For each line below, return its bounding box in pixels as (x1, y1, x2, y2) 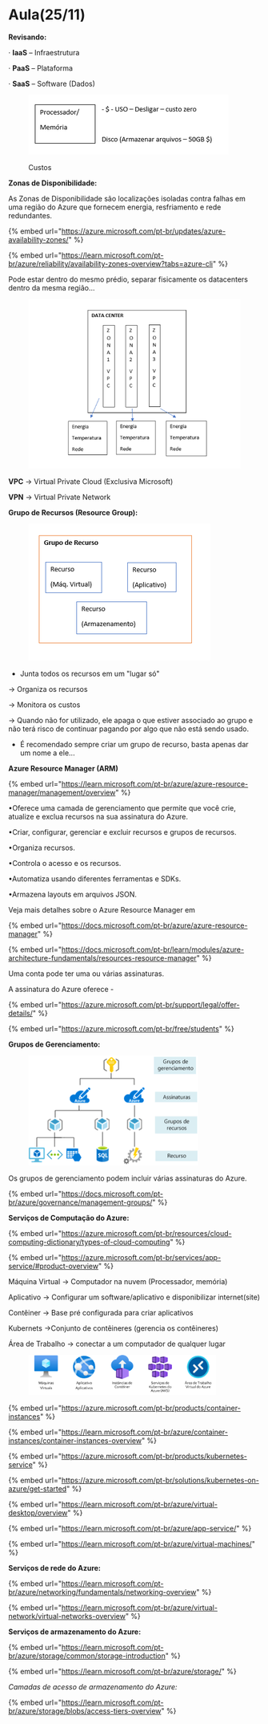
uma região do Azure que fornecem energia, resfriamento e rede (8, 202, 222, 212)
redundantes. (8, 210, 53, 220)
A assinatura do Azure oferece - (8, 984, 114, 994)
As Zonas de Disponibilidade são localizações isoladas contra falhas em (8, 193, 246, 203)
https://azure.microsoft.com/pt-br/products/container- (61, 1403, 242, 1413)
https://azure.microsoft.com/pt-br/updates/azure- (61, 226, 226, 236)
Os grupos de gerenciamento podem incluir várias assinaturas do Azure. (8, 1173, 247, 1183)
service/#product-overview (8, 1262, 98, 1271)
